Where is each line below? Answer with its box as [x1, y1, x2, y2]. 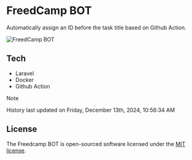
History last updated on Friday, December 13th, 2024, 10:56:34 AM [6, 106, 175, 114]
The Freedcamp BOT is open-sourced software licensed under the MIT [6, 140, 186, 147]
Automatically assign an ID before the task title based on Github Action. [6, 24, 186, 31]
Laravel [15, 70, 34, 77]
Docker [15, 76, 34, 83]
